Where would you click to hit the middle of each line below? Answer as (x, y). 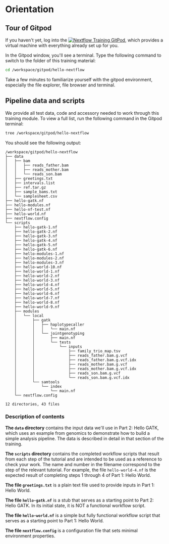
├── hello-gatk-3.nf (36, 236)
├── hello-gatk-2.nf (36, 232)
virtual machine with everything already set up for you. (62, 46)
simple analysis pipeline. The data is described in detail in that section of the (84, 438)
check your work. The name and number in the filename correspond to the (83, 464)
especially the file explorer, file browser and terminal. (60, 85)
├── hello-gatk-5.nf (36, 245)
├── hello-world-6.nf (37, 293)
